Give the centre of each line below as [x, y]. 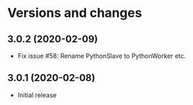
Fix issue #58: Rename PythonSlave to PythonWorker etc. [102, 56]
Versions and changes [75, 13]
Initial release [37, 95]
